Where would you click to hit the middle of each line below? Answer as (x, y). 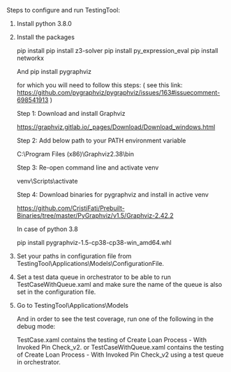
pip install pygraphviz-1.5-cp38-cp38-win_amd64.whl (94, 243)
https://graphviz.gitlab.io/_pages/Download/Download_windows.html (116, 127)
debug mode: (36, 326)
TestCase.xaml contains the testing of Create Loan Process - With (112, 340)
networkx (30, 58)
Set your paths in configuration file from (74, 256)
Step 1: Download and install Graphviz (71, 113)
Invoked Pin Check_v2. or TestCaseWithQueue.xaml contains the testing (120, 347)
